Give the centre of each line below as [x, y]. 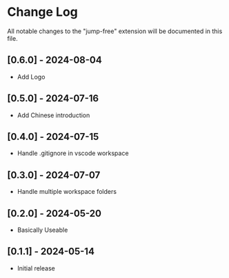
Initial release [36, 268]
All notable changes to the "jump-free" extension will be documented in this [115, 31]
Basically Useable [42, 230]
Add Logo [31, 77]
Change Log [42, 12]
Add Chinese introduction [53, 115]
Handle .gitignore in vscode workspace [73, 153]
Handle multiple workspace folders [67, 192]
